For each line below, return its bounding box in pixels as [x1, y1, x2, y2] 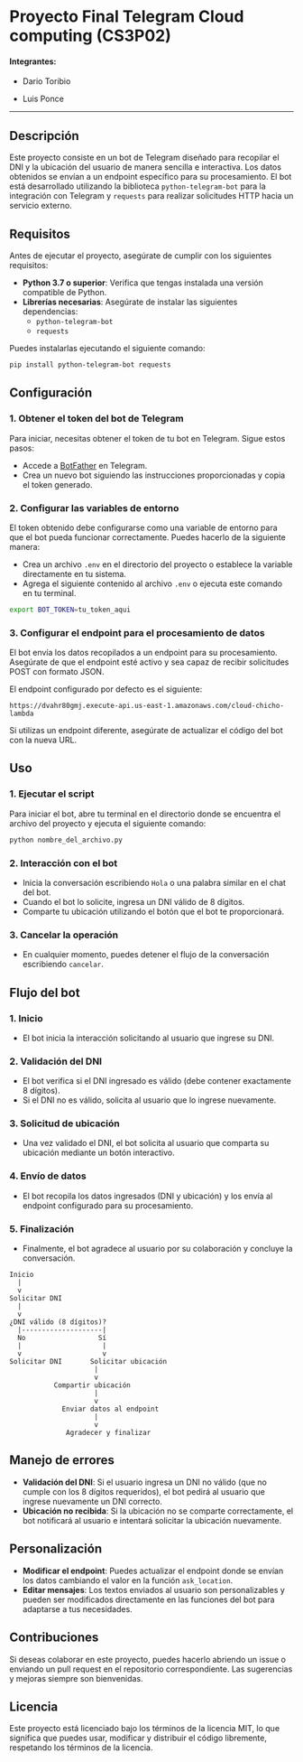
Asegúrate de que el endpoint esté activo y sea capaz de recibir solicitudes [9, 657, 289, 667]
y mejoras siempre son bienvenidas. [9, 1673, 143, 1683]
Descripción [9, 128, 79, 144]
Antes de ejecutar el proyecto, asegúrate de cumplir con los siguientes [9, 250, 272, 261]
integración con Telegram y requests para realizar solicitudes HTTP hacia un [9, 191, 294, 201]
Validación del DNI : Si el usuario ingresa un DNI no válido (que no [22, 1477, 268, 1487]
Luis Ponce [22, 93, 65, 105]
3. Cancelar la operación [9, 928, 119, 941]
